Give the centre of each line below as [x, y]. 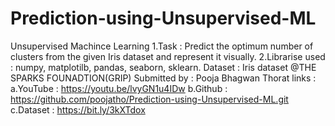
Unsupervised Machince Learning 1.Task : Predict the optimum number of [162, 46]
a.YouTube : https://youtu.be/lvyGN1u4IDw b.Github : [119, 88]
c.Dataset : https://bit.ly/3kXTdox [78, 109]
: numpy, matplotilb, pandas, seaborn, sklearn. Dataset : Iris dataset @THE [163, 67]
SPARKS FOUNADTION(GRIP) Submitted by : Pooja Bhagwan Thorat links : [163, 78]
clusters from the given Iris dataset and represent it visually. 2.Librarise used [168, 56]
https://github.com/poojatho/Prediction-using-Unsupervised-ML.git [149, 99]
